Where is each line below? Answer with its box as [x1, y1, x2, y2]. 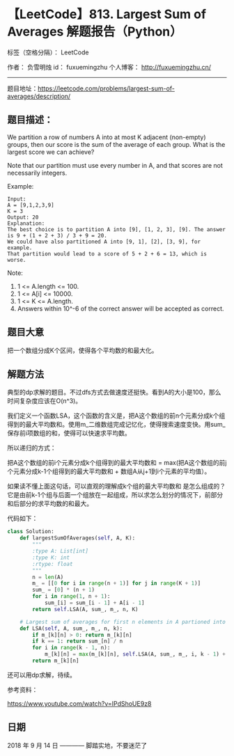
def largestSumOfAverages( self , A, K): [19, 535, 136, 542]
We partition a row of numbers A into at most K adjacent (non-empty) [7, 133, 207, 141]
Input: [7, 196, 26, 203]
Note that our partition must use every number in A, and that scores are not [7, 161, 223, 169]
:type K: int [32, 554, 70, 561]
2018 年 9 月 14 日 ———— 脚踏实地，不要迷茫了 [7, 741, 148, 749]
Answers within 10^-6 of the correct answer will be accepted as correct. [17, 304, 224, 313]
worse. [7, 256, 26, 263]
